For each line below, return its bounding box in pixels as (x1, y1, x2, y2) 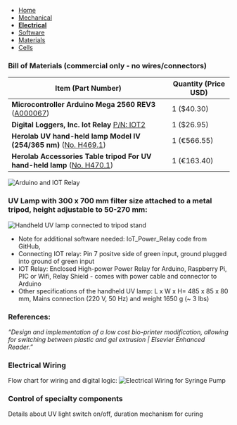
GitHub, (18, 242, 41, 250)
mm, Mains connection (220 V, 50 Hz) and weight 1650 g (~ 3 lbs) (18, 294, 210, 303)
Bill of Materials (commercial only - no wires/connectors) (8, 61, 207, 70)
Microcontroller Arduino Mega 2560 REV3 (11, 100, 156, 110)
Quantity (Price (172, 79, 226, 89)
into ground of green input (18, 257, 95, 265)
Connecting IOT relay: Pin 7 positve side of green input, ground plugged (18, 249, 227, 258)
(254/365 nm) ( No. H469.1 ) (11, 140, 106, 150)
